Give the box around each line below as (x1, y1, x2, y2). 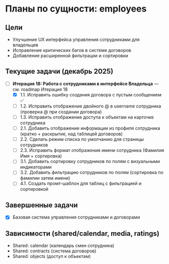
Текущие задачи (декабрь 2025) (5, 67, 114, 76)
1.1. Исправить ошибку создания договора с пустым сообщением (20, 91, 161, 97)
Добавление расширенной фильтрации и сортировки (12, 52, 129, 59)
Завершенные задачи (5, 200, 78, 209)
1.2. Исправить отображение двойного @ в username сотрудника (20, 103, 161, 109)
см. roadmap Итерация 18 (12, 86, 68, 92)
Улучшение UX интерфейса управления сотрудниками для (12, 36, 140, 42)
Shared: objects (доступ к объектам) (12, 253, 91, 259)
